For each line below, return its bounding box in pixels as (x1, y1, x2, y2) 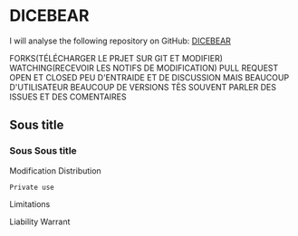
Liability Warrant (9, 216, 71, 227)
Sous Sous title (9, 145, 77, 157)
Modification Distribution (9, 165, 101, 176)
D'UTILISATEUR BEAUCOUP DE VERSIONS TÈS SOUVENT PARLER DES (9, 81, 276, 92)
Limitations (9, 198, 51, 209)
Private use (9, 183, 54, 192)
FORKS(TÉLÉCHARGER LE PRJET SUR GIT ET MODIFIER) (9, 52, 224, 63)
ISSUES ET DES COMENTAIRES (9, 91, 127, 102)
